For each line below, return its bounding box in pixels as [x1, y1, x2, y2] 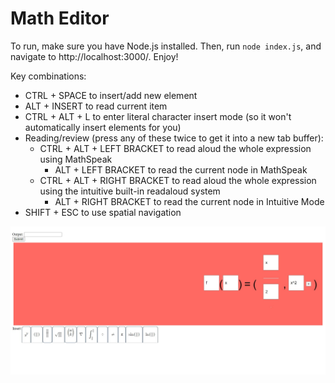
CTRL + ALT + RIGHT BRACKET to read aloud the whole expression [39, 174, 317, 186]
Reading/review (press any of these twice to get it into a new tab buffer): [24, 132, 324, 144]
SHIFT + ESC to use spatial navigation [24, 206, 182, 218]
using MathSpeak [39, 153, 113, 165]
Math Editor [10, 7, 110, 30]
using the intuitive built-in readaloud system [39, 185, 221, 197]
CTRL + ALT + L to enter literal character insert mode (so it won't [24, 110, 292, 122]
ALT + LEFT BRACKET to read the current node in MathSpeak [54, 163, 308, 176]
